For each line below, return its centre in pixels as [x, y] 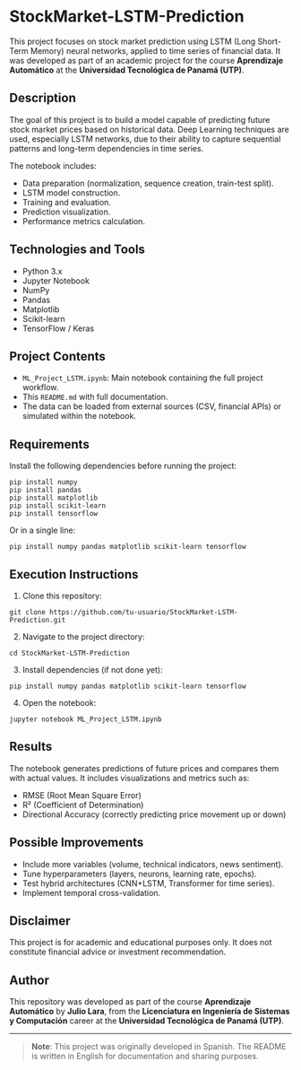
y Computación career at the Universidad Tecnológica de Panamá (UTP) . [146, 1021]
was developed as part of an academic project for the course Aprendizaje [146, 60]
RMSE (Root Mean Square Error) [82, 795]
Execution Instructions [74, 574]
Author [29, 980]
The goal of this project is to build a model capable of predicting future [140, 119]
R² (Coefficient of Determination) [83, 805]
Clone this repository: [62, 596]
